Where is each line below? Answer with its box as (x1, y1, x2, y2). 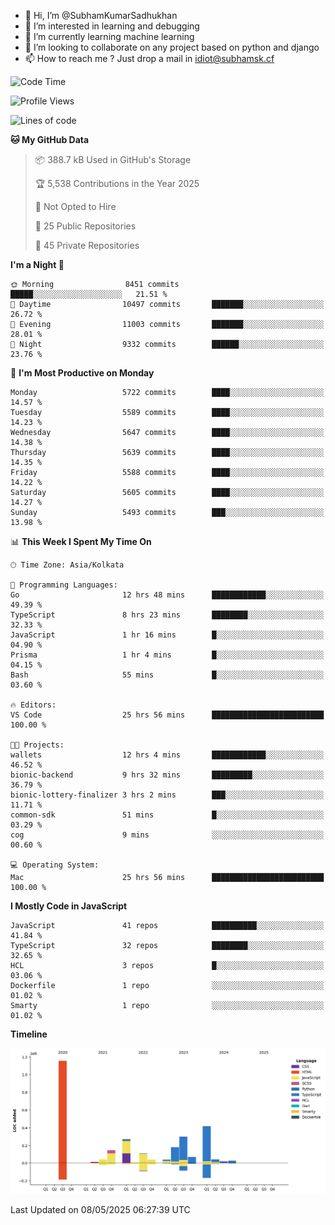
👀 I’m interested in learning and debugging (24, 20, 200, 32)
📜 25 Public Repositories (34, 220, 137, 232)
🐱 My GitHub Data (10, 134, 90, 145)
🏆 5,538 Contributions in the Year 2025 (34, 178, 200, 189)
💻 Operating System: (10, 860, 100, 870)
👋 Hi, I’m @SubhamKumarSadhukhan (24, 10, 178, 21)
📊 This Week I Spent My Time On (10, 536, 152, 547)
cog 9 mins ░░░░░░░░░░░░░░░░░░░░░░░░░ (10, 830, 325, 840)
